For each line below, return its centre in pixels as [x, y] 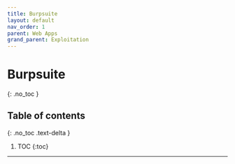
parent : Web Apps [33, 33]
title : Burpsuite [33, 14]
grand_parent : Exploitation [48, 40]
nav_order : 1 [26, 27]
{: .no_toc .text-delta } [39, 132]
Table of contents [46, 116]
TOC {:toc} [33, 146]
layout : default [31, 20]
